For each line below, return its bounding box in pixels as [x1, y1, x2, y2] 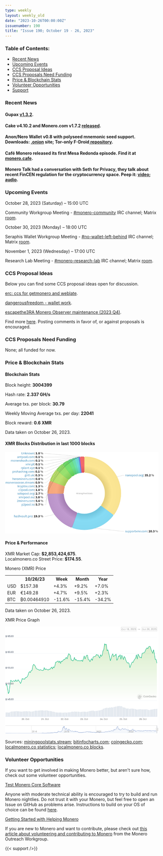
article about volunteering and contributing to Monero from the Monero [5, 831, 147, 837]
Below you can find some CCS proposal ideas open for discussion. [5, 281, 139, 287]
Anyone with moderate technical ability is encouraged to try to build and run [5, 791, 158, 797]
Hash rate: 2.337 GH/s [5, 391, 51, 397]
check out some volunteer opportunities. [5, 773, 87, 778]
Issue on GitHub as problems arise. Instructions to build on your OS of [5, 802, 145, 808]
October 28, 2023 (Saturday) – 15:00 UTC [5, 200, 89, 206]
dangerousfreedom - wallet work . [5, 300, 72, 306]
